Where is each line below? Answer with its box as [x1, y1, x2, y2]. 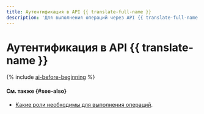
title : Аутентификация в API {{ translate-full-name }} [6, 8, 151, 15]
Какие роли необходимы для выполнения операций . [15, 101, 153, 108]
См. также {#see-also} [6, 87, 67, 95]
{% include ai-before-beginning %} [6, 73, 96, 81]
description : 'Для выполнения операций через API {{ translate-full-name [6, 15, 199, 21]
